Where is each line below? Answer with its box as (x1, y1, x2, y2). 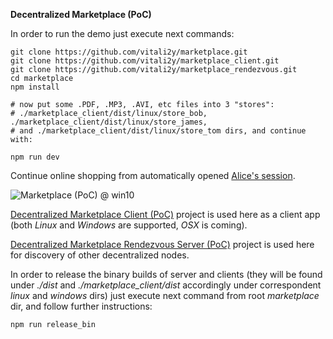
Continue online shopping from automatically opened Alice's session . (10, 170, 296, 181)
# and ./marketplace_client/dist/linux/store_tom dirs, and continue (10, 126, 307, 136)
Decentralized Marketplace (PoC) (10, 9, 152, 20)
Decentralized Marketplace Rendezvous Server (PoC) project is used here (10, 239, 315, 250)
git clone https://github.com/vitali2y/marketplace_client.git (10, 56, 280, 66)
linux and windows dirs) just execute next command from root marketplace (10, 290, 320, 301)
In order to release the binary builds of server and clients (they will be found (10, 269, 323, 280)
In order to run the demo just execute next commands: (10, 28, 235, 39)
